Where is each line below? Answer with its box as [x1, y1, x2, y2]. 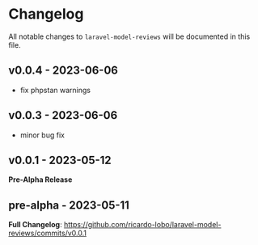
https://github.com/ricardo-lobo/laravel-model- [63, 220, 222, 230]
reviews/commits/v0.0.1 [8, 228, 87, 239]
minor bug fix [19, 130, 65, 140]
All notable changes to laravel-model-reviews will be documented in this [8, 32, 251, 41]
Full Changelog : [8, 220, 62, 230]
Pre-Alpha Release [8, 175, 73, 184]
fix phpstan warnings [19, 85, 91, 95]
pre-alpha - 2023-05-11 [8, 198, 129, 212]
